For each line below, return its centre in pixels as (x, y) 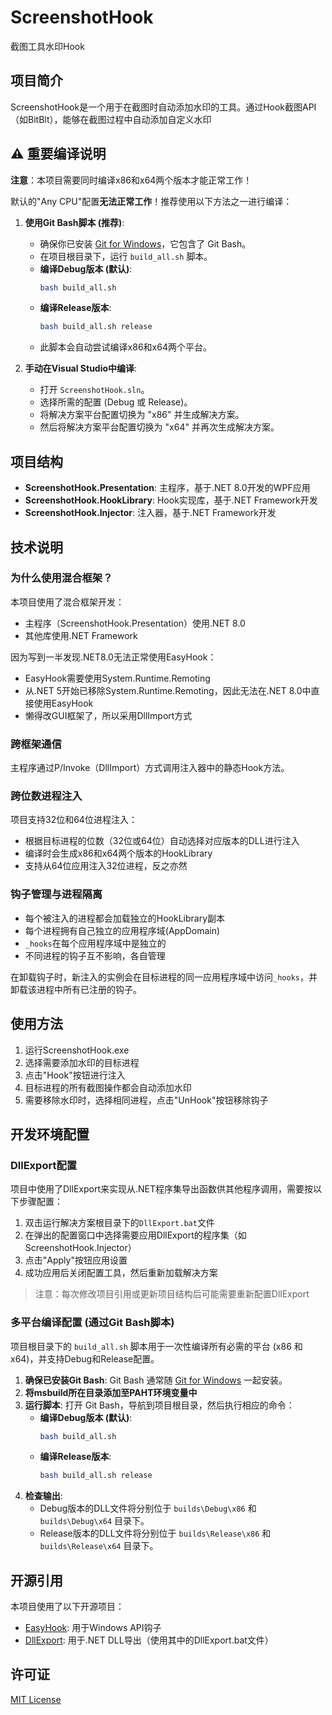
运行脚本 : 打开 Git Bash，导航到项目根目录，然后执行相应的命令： (159, 1405)
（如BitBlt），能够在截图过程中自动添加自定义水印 (111, 119)
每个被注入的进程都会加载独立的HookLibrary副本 (125, 918)
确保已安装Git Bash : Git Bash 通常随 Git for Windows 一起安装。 (156, 1380)
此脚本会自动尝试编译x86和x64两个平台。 (125, 347)
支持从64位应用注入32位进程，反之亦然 (106, 866)
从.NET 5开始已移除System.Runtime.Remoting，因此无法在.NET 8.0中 (168, 690)
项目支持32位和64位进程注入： (74, 820)
